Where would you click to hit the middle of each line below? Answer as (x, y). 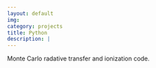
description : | (29, 39)
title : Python (27, 33)
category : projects (35, 26)
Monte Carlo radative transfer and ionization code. (78, 58)
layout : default (30, 13)
